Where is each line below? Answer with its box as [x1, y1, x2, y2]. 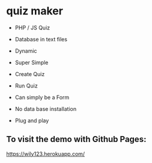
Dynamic [14, 47, 37, 55]
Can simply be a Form [14, 93, 70, 101]
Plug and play [14, 117, 49, 124]
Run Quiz [14, 82, 38, 89]
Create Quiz [14, 70, 45, 77]
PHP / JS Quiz [14, 24, 50, 31]
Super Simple [14, 59, 49, 66]
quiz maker [6, 4, 63, 18]
